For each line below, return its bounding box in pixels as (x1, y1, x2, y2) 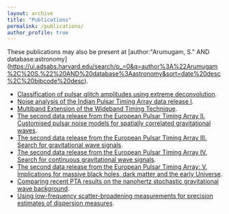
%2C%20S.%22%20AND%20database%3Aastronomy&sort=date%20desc (7, 70, 221, 78)
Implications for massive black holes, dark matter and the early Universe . (16, 170, 223, 178)
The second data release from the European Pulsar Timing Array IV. (16, 148, 207, 157)
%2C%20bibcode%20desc (7, 77, 85, 85)
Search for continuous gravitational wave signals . (16, 155, 156, 164)
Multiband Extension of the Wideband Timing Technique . (16, 105, 178, 113)
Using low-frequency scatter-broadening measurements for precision (16, 192, 214, 200)
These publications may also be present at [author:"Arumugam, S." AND (7, 48, 210, 56)
